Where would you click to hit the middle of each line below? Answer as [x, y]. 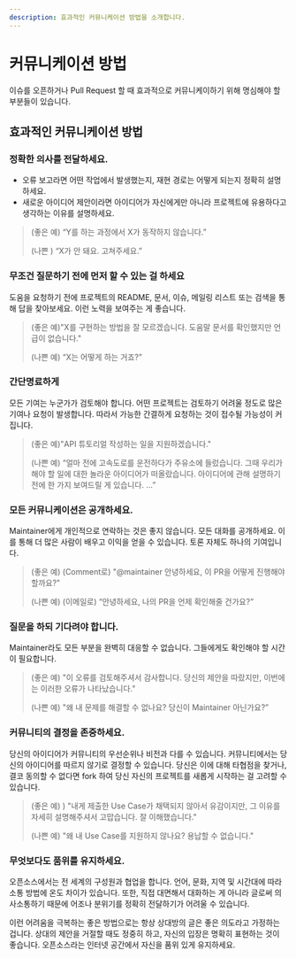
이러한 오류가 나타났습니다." [88, 689]
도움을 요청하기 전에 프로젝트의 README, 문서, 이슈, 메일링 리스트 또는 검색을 [143, 297]
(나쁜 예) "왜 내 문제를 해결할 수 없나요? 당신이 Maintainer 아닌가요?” [150, 707]
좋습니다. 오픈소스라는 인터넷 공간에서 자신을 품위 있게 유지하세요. [122, 945]
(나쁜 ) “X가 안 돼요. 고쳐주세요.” [87, 251]
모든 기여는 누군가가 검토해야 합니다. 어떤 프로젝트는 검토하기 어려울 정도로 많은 [146, 403]
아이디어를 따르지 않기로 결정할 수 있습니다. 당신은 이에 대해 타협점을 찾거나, [156, 765]
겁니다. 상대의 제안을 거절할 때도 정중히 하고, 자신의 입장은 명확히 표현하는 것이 [144, 934]
